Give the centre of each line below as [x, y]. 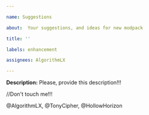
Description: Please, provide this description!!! [64, 83]
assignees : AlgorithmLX [36, 60]
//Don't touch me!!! [29, 94]
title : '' [19, 39]
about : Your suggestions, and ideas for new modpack [75, 28]
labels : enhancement [32, 49]
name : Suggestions [29, 17]
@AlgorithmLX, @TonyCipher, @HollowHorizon [64, 106]
